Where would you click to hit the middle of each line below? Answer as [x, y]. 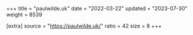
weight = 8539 [24, 15]
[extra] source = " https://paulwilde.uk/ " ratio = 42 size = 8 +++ [84, 26]
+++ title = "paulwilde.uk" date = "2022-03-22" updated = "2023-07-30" [97, 8]
